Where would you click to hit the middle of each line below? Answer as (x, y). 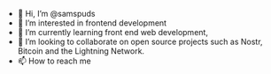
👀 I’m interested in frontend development (92, 23)
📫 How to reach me (54, 61)
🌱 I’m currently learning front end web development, (112, 32)
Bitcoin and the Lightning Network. (81, 51)
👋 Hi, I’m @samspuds (56, 14)
